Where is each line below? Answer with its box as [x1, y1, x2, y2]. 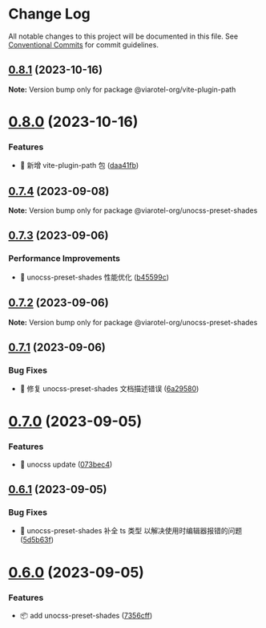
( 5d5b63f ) [19, 535, 54, 544]
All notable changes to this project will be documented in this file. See [8, 31, 239, 41]
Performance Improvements [8, 253, 121, 264]
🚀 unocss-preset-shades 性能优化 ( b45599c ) [19, 272, 170, 282]
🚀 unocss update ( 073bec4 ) [19, 459, 113, 469]
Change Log [8, 5, 91, 23]
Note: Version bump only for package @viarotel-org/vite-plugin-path [8, 84, 236, 94]
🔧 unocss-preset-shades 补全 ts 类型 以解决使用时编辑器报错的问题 [19, 526, 243, 536]
